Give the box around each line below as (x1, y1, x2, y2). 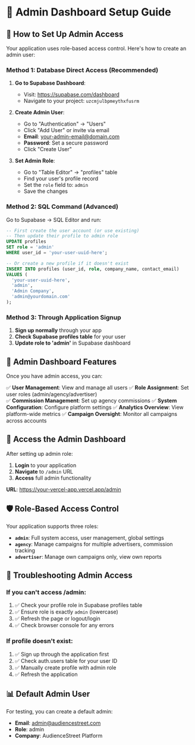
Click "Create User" (23, 146, 73, 153)
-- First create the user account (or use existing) (6, 227, 140, 234)
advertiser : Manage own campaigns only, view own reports (14, 553, 162, 560)
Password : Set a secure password (23, 139, 108, 146)
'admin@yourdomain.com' (11, 294, 70, 300)
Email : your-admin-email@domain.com (23, 133, 120, 140)
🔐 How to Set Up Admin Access (6, 29, 124, 39)
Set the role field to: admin (23, 181, 89, 189)
